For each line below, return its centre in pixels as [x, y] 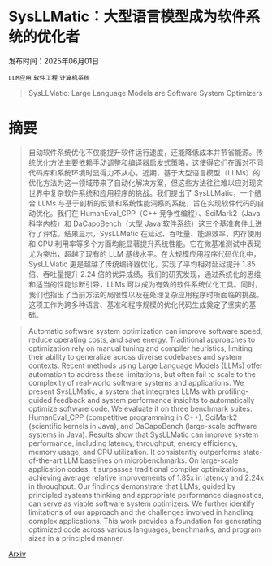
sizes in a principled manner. [76, 538]
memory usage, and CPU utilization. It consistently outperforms [134, 452]
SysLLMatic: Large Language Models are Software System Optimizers [145, 93]
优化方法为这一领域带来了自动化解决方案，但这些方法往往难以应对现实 [146, 183]
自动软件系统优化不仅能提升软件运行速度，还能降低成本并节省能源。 [142, 152]
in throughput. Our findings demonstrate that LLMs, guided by [132, 486]
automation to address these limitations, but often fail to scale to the [142, 374]
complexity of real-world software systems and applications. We [136, 382]
